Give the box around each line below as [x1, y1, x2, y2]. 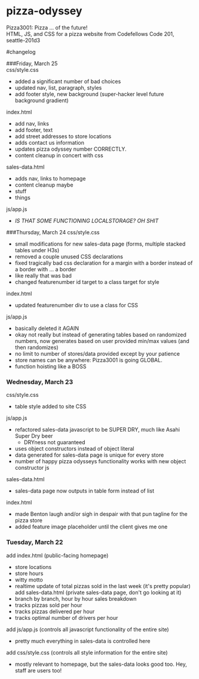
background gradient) [14, 97, 69, 104]
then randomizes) [14, 344, 59, 351]
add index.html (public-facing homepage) [6, 552, 109, 559]
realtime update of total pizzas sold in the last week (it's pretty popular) [14, 582, 191, 589]
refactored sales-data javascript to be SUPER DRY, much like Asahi [14, 426, 180, 433]
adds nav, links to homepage [14, 175, 86, 182]
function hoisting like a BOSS [14, 363, 87, 370]
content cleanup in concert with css [14, 151, 103, 159]
